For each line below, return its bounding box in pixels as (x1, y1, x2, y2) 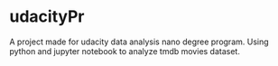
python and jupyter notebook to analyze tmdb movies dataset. (9, 45, 241, 56)
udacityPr (9, 6, 85, 27)
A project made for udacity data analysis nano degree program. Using (9, 36, 269, 47)
